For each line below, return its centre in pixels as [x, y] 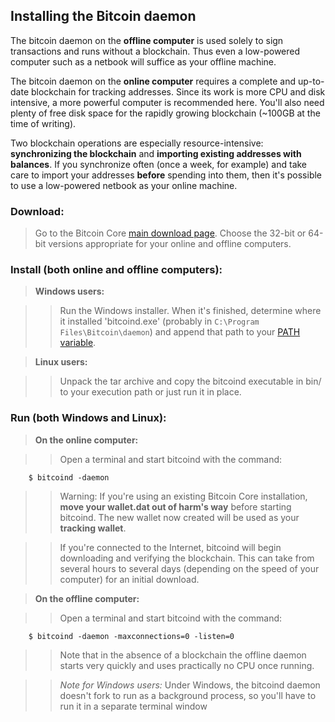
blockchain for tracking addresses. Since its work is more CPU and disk [178, 91]
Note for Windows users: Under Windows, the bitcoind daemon [190, 685]
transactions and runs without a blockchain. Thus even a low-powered [155, 51]
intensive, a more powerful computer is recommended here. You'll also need [167, 102]
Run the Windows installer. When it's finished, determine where [190, 311]
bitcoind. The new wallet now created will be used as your [179, 517]
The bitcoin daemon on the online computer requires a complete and [153, 81]
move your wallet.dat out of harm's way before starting [175, 506]
